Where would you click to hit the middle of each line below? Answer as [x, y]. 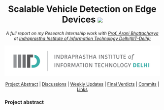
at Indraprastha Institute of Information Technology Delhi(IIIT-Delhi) [82, 38]
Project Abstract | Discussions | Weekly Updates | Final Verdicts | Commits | [82, 84]
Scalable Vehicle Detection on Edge [82, 9]
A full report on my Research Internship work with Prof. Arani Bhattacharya [82, 33]
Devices [79, 19]
